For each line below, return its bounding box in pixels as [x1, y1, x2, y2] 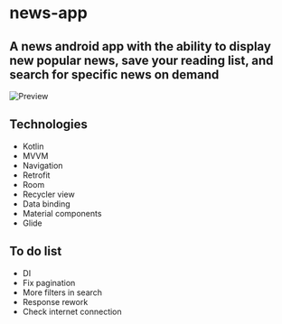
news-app [9, 3, 88, 23]
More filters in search [22, 287, 102, 298]
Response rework [22, 296, 89, 307]
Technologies [9, 116, 89, 133]
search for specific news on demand [9, 67, 220, 82]
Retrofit [22, 170, 51, 181]
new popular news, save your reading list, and [9, 52, 274, 68]
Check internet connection [22, 306, 122, 317]
